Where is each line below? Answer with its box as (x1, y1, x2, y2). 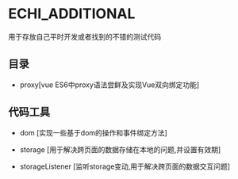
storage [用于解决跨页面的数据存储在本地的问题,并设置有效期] (19, 144, 221, 154)
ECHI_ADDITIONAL (8, 5, 136, 23)
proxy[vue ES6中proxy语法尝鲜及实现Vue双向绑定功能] (19, 80, 200, 89)
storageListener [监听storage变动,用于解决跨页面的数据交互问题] (19, 162, 231, 171)
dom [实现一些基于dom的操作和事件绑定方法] (19, 128, 168, 137)
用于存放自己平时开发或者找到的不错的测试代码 (8, 32, 161, 41)
